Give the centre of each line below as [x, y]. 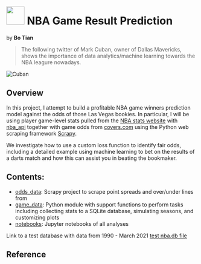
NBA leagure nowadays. [51, 62]
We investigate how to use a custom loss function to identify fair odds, [94, 145]
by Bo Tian [20, 38]
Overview [25, 93]
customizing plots [37, 217]
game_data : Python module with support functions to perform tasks [99, 204]
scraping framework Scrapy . [42, 133]
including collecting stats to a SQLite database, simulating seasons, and [104, 211]
